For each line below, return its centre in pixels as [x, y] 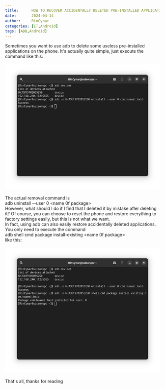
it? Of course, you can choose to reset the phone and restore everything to [81, 214]
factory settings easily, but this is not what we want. [58, 219]
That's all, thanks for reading [34, 381]
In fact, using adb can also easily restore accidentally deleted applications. [81, 224]
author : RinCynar [27, 21]
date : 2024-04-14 [29, 16]
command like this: [24, 56]
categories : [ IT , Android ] [31, 26]
